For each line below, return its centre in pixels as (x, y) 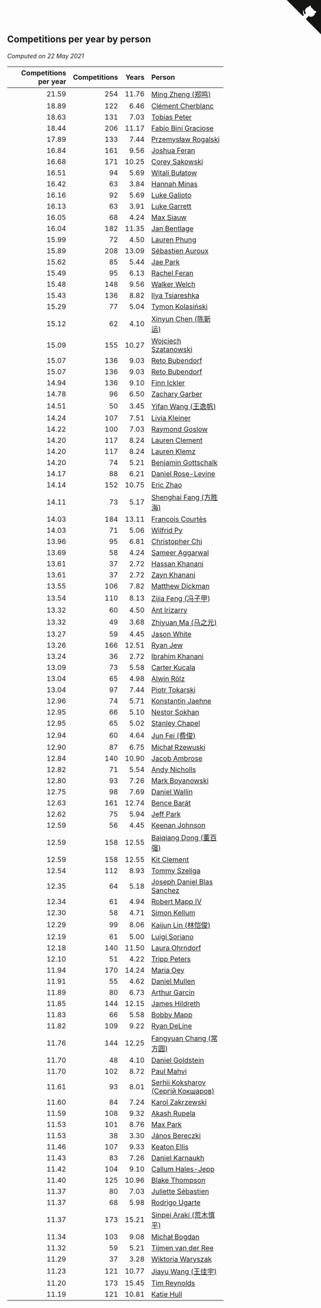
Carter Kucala (173, 667)
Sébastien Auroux (180, 250)
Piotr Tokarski (174, 689)
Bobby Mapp (172, 1014)
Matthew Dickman (180, 586)
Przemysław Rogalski (186, 139)
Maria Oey (168, 970)
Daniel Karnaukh (178, 1158)
